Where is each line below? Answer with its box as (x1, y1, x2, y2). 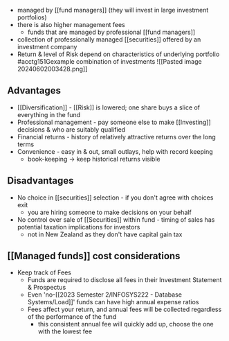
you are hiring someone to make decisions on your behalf (27, 208, 192, 216)
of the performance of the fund (27, 313, 117, 321)
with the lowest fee (37, 327, 92, 335)
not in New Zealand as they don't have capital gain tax (27, 230, 183, 238)
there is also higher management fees (17, 21, 126, 28)
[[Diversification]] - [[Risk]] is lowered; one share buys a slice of (17, 103, 201, 112)
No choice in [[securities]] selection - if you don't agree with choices (17, 193, 214, 202)
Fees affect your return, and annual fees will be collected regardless (27, 305, 222, 314)
